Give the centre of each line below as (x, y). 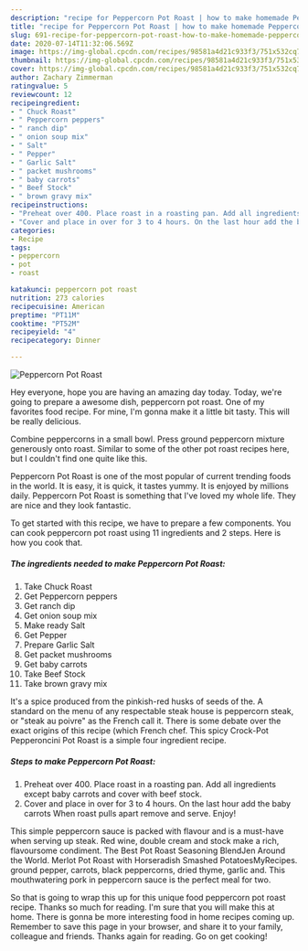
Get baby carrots (55, 664)
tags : (21, 248)
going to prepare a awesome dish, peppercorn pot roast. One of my (138, 402)
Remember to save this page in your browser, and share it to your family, (147, 926)
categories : (33, 230)
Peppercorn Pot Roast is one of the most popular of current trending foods (151, 476)
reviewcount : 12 (41, 94)
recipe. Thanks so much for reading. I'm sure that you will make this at (143, 907)
